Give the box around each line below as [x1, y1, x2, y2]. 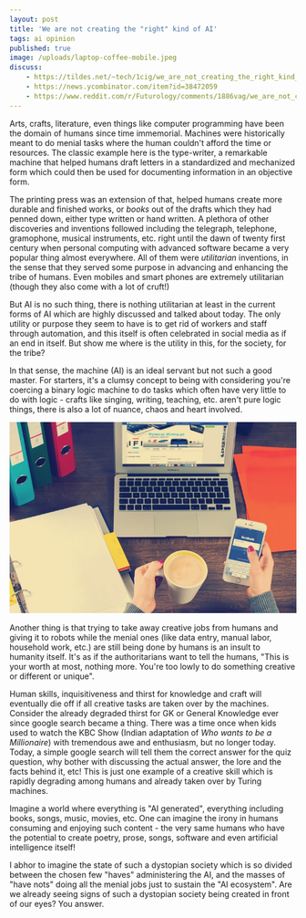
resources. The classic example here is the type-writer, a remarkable [9, 147, 268, 158]
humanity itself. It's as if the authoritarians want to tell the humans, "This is [9, 651, 290, 662]
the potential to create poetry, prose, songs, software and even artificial [9, 831, 279, 843]
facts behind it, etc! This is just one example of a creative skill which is [9, 766, 273, 777]
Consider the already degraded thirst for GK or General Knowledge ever [9, 707, 280, 718]
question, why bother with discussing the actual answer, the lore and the [9, 756, 282, 767]
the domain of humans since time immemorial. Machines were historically [9, 128, 285, 139]
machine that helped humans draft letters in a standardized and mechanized [9, 156, 296, 168]
